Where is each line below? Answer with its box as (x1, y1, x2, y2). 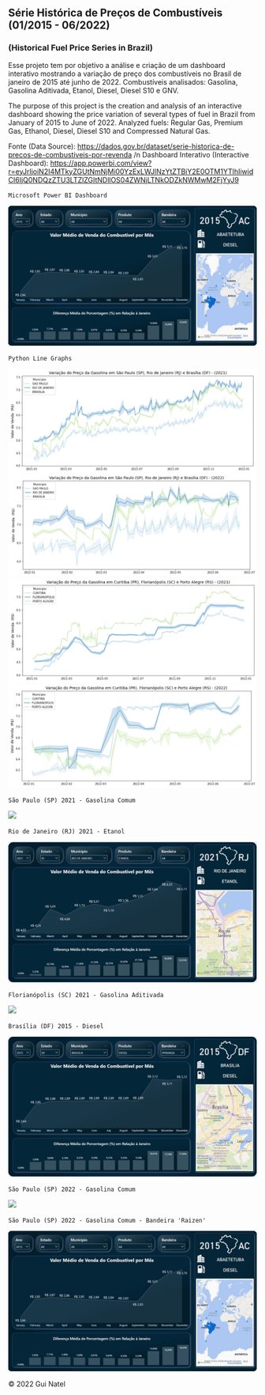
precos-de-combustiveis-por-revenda (8, 149, 132, 159)
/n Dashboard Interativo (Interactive (133, 149, 250, 159)
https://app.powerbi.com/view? (50, 158, 152, 168)
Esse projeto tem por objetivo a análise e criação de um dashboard (8, 60, 226, 70)
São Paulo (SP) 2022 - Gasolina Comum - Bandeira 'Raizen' (8, 1217, 207, 1225)
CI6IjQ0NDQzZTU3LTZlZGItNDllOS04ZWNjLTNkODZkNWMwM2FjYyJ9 (8, 175, 239, 184)
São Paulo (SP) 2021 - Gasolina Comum (8, 796, 136, 804)
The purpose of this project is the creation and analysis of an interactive (8, 100, 242, 110)
